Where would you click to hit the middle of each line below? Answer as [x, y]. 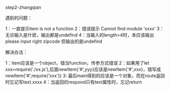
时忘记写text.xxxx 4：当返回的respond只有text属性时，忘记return [74, 82]
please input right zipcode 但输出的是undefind [54, 41]
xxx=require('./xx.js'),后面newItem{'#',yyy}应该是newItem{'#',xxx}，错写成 [83, 69]
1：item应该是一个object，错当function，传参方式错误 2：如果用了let [77, 63]
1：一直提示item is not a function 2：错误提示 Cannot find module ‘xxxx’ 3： [85, 28]
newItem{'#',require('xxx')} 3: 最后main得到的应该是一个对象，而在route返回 [85, 76]
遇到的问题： [19, 18]
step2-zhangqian [23, 7]
